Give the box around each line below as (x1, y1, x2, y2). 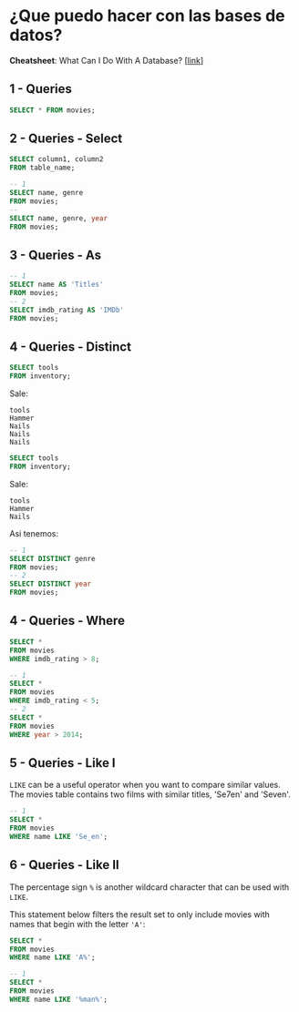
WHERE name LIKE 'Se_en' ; (9, 832, 108, 841)
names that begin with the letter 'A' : (9, 918, 146, 929)
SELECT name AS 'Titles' (9, 280, 104, 290)
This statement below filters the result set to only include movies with (9, 908, 271, 920)
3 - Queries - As (9, 247, 102, 262)
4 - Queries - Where (9, 613, 126, 629)
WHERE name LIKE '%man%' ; (9, 995, 108, 1004)
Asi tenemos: (9, 527, 59, 538)
